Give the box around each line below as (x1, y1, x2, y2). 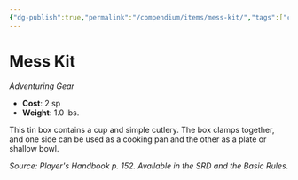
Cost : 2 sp (21, 98, 61, 108)
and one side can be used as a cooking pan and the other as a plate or (9, 134, 267, 145)
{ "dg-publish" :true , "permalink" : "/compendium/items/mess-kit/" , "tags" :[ (9, 12, 284, 22)
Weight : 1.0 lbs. (21, 107, 80, 118)
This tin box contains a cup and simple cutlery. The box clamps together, (9, 124, 275, 135)
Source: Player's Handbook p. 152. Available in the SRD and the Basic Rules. (9, 160, 289, 171)
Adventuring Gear (9, 81, 75, 91)
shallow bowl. (9, 143, 59, 153)
